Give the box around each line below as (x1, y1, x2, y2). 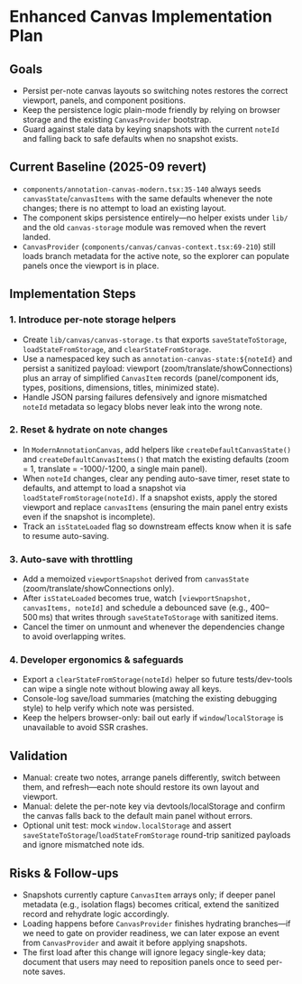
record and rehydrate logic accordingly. (22, 909, 169, 920)
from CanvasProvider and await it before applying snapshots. (22, 937, 248, 949)
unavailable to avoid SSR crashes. (22, 722, 149, 733)
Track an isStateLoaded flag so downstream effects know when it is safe (22, 521, 292, 532)
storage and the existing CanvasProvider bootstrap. (22, 115, 212, 125)
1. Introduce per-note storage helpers (9, 313, 177, 326)
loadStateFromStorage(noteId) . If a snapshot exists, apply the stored (22, 492, 278, 503)
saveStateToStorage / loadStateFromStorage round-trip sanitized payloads (22, 830, 291, 840)
